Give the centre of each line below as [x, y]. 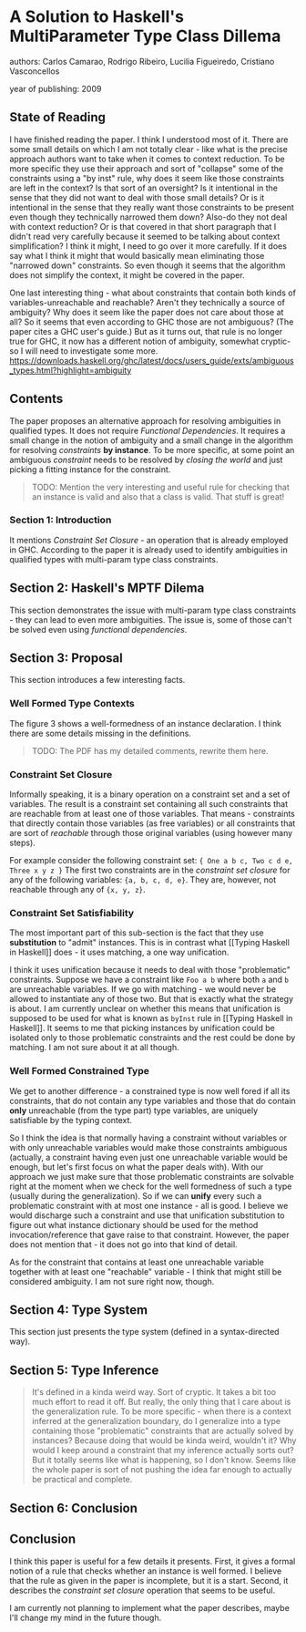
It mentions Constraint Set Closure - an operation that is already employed [149, 540]
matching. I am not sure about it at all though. [94, 1048]
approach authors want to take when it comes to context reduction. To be [147, 159]
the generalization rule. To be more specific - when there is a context [161, 1411]
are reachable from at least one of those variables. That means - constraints [153, 814]
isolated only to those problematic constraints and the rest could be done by [153, 1038]
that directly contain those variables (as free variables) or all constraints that [153, 823]
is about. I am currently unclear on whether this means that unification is [145, 1008]
